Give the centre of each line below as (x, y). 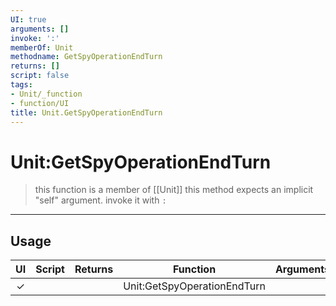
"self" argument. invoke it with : (100, 200)
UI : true (28, 19)
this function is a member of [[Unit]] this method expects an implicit (174, 190)
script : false (40, 76)
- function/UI (40, 103)
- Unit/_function (46, 94)
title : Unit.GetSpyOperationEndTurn (86, 112)
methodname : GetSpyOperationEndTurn (86, 57)
